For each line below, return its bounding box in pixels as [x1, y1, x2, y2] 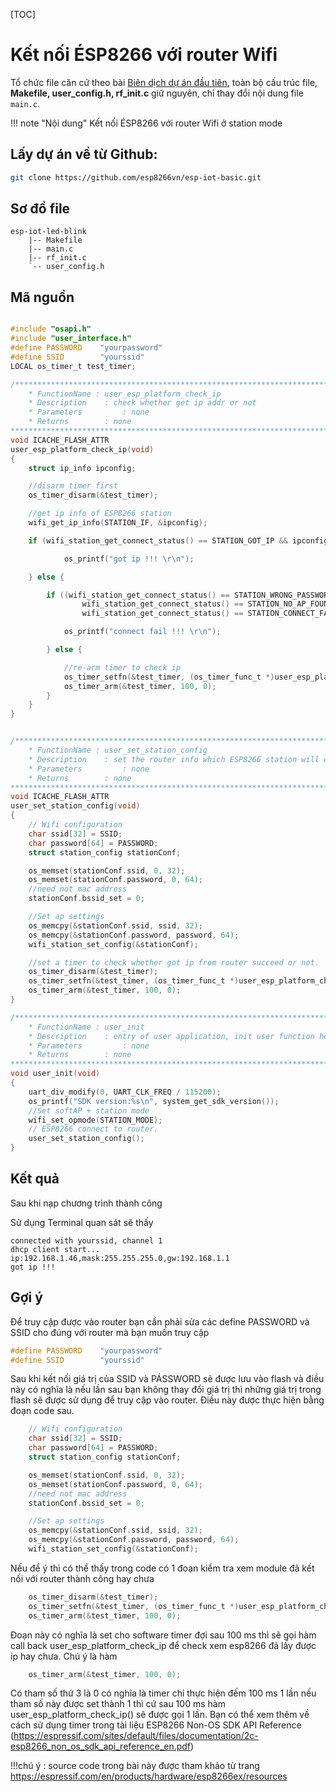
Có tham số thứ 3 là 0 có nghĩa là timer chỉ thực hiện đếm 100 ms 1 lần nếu [10, 1687, 317, 1699]
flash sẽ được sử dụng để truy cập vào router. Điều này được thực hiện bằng [10, 1394, 325, 1406]
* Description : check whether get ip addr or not [28, 398, 257, 408]
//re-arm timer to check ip [63, 662, 182, 673]
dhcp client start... [10, 1244, 101, 1254]
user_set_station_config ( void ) [10, 801, 141, 811]
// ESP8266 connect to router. [28, 1124, 159, 1134]
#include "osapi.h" [10, 324, 92, 334]
